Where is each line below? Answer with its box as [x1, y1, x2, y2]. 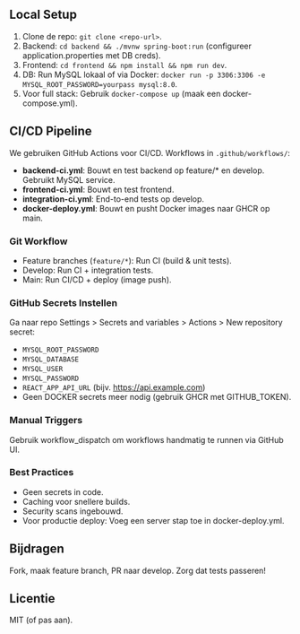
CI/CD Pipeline [9, 124, 92, 139]
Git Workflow [9, 235, 68, 248]
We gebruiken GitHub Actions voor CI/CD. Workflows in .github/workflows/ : [9, 147, 291, 158]
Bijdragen [9, 542, 64, 557]
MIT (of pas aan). [9, 614, 73, 626]
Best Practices [9, 466, 74, 479]
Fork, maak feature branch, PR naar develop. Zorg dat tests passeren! [9, 565, 267, 576]
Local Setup [9, 7, 78, 22]
